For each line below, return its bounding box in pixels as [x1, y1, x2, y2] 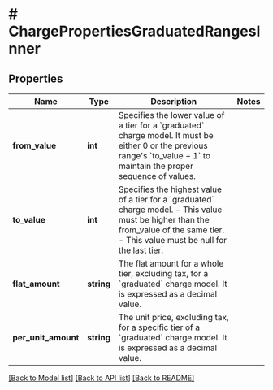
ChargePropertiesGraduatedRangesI [8, 22, 261, 41]
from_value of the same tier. [118, 224, 225, 236]
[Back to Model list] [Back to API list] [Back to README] [8, 373, 195, 383]
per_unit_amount [12, 332, 80, 343]
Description [150, 96, 197, 106]
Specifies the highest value [118, 184, 222, 195]
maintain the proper [118, 160, 193, 171]
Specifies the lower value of [118, 110, 225, 120]
